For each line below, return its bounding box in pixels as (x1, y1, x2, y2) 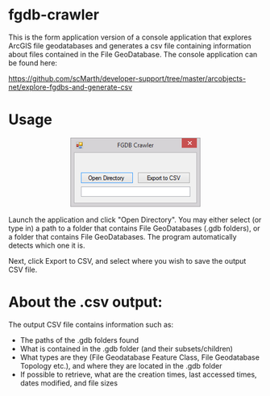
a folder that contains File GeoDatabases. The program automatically (8, 231, 237, 241)
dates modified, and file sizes (19, 377, 118, 388)
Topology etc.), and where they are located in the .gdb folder (19, 361, 222, 370)
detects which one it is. (8, 240, 85, 250)
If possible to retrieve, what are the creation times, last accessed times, (19, 369, 257, 379)
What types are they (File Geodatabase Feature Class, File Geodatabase (19, 352, 260, 362)
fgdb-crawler (8, 6, 99, 24)
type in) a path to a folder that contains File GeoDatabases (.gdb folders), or (8, 223, 260, 233)
